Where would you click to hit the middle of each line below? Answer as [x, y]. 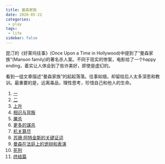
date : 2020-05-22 [24, 15]
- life [15, 33]
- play [15, 24]
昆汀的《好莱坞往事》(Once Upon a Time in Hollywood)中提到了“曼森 [77, 53]
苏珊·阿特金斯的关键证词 [38, 137]
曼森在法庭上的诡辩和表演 [40, 144]
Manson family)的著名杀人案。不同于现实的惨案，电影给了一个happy [85, 59]
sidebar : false [22, 38]
